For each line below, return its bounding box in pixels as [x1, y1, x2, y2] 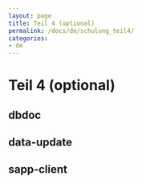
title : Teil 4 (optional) [8, 19, 95, 27]
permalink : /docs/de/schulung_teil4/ [8, 27, 135, 35]
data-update [8, 136, 72, 149]
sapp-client [8, 162, 68, 177]
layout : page [8, 11, 52, 20]
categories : [8, 34, 48, 43]
